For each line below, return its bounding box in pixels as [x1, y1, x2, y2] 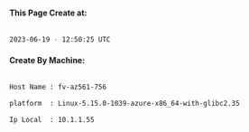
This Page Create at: [9, 7, 88, 18]
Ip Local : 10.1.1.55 [9, 116, 95, 125]
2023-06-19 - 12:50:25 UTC [9, 35, 111, 44]
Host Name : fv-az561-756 [9, 82, 106, 92]
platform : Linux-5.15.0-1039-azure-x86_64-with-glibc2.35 [9, 99, 241, 108]
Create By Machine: [9, 54, 86, 65]
